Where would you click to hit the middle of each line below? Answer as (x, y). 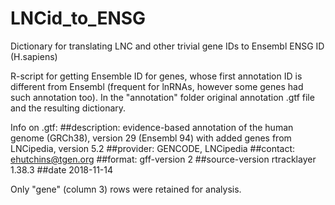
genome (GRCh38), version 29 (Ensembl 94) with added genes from (151, 138)
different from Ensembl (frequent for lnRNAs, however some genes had (157, 86)
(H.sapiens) (34, 56)
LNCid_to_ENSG (78, 18)
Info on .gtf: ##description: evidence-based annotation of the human (152, 127)
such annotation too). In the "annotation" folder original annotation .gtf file (162, 97)
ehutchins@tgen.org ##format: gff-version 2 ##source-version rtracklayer (163, 159)
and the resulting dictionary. (68, 108)
